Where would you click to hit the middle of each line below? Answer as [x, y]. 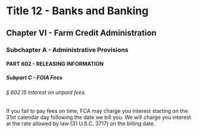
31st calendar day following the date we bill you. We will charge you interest [99, 117]
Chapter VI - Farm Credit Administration [81, 33]
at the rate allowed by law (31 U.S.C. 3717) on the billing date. [81, 123]
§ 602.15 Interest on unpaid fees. [46, 93]
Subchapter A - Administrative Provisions [67, 50]
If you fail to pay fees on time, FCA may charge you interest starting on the [97, 110]
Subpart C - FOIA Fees [34, 77]
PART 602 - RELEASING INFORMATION [55, 64]
